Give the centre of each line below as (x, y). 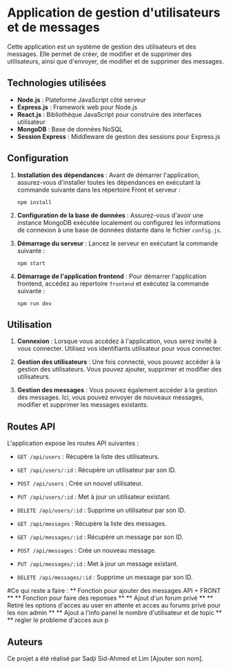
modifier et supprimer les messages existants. (83, 405)
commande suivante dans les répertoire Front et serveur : (99, 190)
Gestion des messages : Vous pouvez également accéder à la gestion (117, 390)
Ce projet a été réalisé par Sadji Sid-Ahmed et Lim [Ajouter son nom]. (105, 658)
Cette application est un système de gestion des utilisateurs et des (102, 46)
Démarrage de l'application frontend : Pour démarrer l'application (112, 276)
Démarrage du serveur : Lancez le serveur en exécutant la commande (118, 243)
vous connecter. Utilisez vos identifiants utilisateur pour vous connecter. (120, 349)
